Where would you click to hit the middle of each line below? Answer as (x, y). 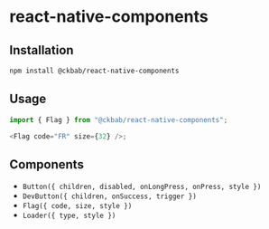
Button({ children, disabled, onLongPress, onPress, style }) (142, 187)
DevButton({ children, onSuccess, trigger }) (109, 196)
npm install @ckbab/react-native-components (94, 71)
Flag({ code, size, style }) (77, 206)
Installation (42, 50)
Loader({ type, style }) (69, 216)
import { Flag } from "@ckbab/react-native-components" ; (119, 119)
